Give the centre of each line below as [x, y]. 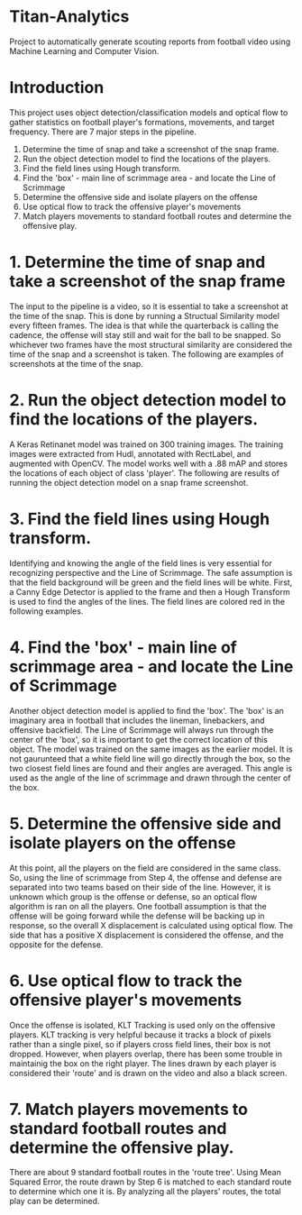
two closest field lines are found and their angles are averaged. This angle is [151, 768]
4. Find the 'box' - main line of [123, 647]
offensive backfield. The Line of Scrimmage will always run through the [142, 730]
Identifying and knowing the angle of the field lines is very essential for [141, 563]
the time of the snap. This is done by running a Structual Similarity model [144, 315]
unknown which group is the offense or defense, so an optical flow [133, 896]
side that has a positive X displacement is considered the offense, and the [146, 935]
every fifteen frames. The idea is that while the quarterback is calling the [144, 325]
